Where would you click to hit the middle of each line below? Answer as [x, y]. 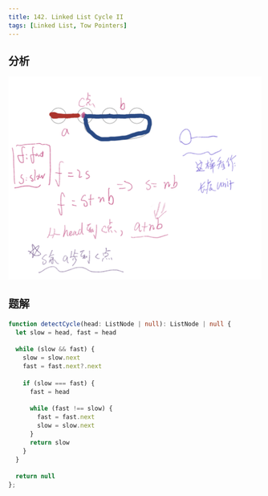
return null [36, 477]
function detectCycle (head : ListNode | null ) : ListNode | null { [120, 324]
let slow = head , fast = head [66, 332]
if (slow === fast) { [59, 383]
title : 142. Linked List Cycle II [66, 17]
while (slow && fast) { [55, 350]
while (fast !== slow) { [71, 409]
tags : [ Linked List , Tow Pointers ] [68, 25]
